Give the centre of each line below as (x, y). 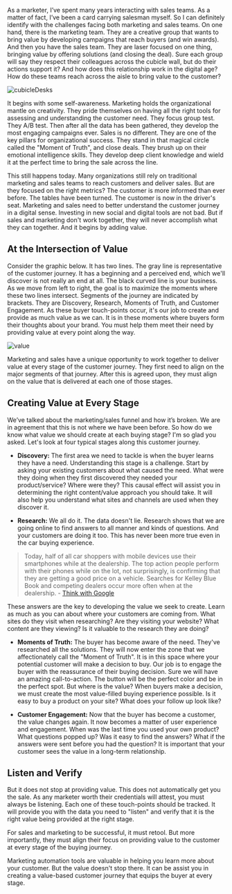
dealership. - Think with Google (69, 593)
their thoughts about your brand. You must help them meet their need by (110, 325)
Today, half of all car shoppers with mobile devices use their (110, 556)
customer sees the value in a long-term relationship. (91, 751)
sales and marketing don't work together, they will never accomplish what (113, 220)
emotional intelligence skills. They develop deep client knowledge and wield (115, 155)
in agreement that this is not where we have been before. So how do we (110, 427)
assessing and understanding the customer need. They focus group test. (111, 118)
